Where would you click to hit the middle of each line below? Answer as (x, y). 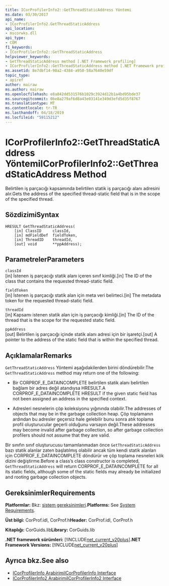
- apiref (14, 80)
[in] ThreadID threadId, (44, 239)
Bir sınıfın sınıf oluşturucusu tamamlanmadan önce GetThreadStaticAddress (83, 445)
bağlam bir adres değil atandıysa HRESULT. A (59, 388)
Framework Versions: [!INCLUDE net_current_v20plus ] (62, 545)
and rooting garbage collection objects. (46, 477)
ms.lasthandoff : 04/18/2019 (35, 113)
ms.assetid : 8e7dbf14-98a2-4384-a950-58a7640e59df (59, 71)
